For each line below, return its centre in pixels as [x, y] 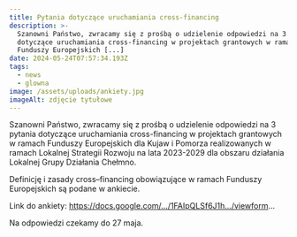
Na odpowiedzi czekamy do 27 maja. [76, 223]
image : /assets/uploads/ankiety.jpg [76, 91]
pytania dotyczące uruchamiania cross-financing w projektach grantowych [146, 134]
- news [29, 75]
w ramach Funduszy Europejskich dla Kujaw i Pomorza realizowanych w [140, 143]
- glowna [33, 83]
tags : [19, 67]
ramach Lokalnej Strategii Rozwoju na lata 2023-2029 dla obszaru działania [147, 153]
